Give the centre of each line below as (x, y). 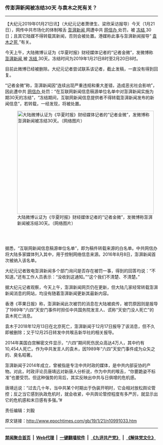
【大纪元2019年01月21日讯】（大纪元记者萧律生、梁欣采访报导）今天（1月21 (80, 24)
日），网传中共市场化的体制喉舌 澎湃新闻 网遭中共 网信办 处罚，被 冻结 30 (78, 30)
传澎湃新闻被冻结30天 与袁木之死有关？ (51, 7)
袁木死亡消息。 (20, 316)
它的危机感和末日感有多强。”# (34, 400)
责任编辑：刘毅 (20, 410)
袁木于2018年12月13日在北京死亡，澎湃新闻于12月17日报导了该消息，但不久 (80, 326)
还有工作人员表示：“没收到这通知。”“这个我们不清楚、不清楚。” (79, 277)
